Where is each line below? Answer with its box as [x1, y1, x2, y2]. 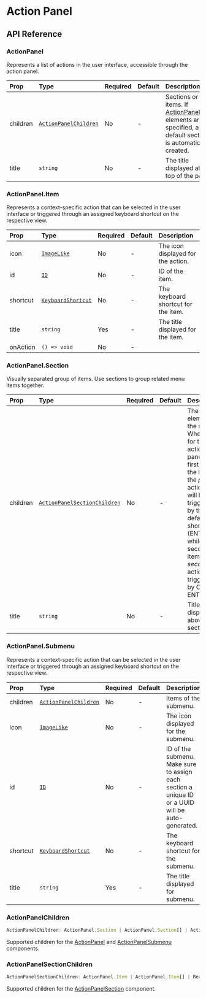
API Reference [6, 29, 63, 39]
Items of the [166, 694, 201, 702]
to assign [166, 767, 193, 776]
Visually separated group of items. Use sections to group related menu [6, 375, 185, 383]
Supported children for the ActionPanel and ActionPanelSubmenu [6, 938, 172, 945]
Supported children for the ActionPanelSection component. [6, 985, 156, 992]
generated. [166, 821, 198, 829]
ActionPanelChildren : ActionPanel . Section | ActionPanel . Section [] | [6, 927, 188, 934]
